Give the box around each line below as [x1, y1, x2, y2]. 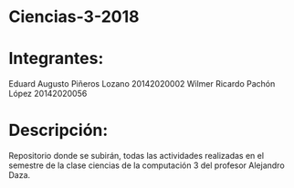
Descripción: [8, 120, 109, 141]
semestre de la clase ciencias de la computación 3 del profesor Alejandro [8, 160, 285, 171]
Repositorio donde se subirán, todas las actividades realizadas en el [8, 151, 265, 162]
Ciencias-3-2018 [8, 6, 140, 27]
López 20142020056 [8, 89, 88, 99]
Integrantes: [8, 48, 104, 69]
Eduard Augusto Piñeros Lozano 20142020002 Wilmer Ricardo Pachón [8, 78, 276, 89]
